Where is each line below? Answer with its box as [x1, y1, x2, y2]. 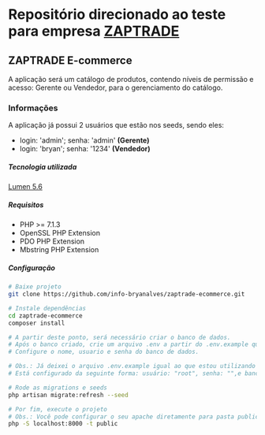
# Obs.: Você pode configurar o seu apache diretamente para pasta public [8, 412, 259, 421]
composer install [8, 319, 65, 327]
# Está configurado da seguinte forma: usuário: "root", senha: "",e [8, 370, 242, 377]
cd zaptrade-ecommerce [8, 311, 83, 320]
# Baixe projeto [8, 283, 62, 291]
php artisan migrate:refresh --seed [8, 391, 129, 399]
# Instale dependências [8, 304, 87, 312]
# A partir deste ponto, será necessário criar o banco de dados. [8, 333, 231, 341]
